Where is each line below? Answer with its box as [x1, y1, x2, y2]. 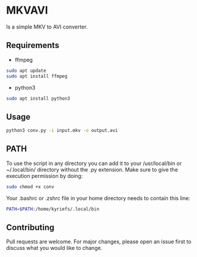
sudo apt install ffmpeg [6, 73, 68, 79]
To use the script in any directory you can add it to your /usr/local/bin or [6, 160, 182, 167]
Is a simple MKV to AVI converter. [6, 23, 88, 30]
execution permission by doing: [6, 172, 83, 179]
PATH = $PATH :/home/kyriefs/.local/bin [6, 206, 100, 212]
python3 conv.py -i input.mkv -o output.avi [6, 128, 118, 134]
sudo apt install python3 [6, 96, 70, 101]
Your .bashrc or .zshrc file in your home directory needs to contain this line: [6, 194, 190, 202]
